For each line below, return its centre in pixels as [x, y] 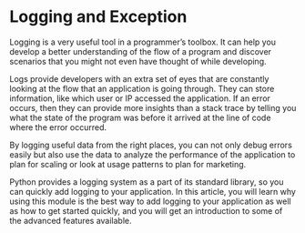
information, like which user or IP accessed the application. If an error [140, 98]
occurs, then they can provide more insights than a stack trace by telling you [153, 107]
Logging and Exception [98, 17]
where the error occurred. [58, 127]
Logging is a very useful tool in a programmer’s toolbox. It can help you [142, 42]
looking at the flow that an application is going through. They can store [142, 88]
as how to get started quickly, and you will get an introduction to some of [146, 210]
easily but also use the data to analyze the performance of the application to [152, 154]
